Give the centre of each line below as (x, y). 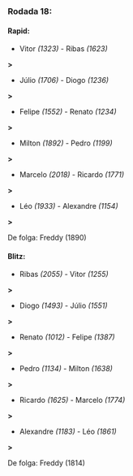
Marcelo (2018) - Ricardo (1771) (72, 175)
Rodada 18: (30, 11)
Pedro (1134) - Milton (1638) (66, 369)
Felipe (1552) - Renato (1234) (68, 112)
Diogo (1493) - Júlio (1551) (63, 305)
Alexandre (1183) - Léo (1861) (68, 431)
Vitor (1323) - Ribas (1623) (64, 49)
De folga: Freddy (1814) (47, 463)
